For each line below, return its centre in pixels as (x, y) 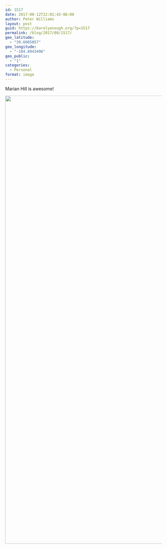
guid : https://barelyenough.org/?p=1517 (48, 28)
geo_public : (17, 56)
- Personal (21, 70)
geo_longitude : (21, 47)
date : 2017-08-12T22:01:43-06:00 (40, 14)
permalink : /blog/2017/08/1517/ (39, 33)
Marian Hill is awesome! (30, 89)
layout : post (19, 24)
